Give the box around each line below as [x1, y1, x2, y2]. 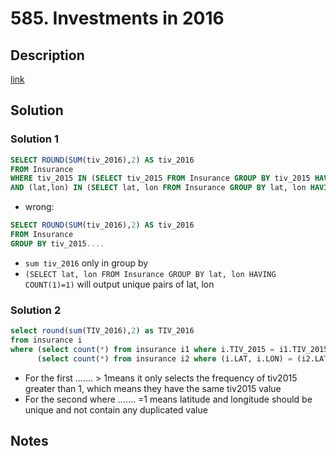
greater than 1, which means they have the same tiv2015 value [24, 382, 282, 394]
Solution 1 [10, 132, 59, 146]
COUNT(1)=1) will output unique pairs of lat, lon [24, 278, 215, 290]
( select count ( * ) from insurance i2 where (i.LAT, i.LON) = [36, 353, 293, 364]
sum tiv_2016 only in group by [24, 257, 149, 269]
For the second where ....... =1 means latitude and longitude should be [24, 393, 313, 405]
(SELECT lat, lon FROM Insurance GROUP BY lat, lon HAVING [24, 269, 277, 279]
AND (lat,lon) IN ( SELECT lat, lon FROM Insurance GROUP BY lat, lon [10, 183, 307, 193]
